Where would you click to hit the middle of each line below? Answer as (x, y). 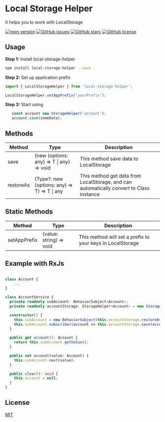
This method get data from (110, 176)
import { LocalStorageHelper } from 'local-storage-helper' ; (69, 86)
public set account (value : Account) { (49, 356)
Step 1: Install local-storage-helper (40, 59)
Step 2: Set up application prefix (38, 77)
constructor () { (26, 315)
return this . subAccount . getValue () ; (52, 342)
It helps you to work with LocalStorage (44, 22)
